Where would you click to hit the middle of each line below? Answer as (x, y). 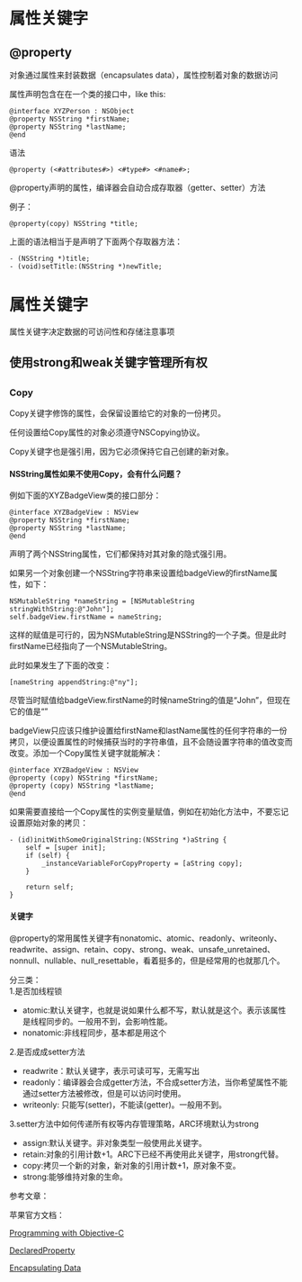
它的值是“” (29, 711)
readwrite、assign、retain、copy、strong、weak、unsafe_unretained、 (142, 949)
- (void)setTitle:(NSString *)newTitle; (86, 266)
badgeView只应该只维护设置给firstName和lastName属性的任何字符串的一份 (148, 731)
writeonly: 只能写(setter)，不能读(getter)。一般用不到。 (124, 1105)
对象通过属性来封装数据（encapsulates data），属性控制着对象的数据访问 (144, 75)
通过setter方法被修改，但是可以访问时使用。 (104, 1093)
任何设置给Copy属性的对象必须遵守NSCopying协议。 (107, 432)
